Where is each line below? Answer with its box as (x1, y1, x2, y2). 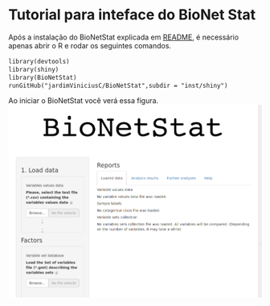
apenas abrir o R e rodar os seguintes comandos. (8, 40, 171, 50)
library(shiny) (8, 65, 59, 73)
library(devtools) (8, 57, 70, 65)
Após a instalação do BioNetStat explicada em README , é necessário (8, 32, 239, 42)
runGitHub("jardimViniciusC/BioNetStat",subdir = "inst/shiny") (8, 81, 228, 89)
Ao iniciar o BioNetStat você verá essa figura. (8, 95, 159, 105)
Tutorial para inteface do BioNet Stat (8, 6, 256, 24)
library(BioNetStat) (8, 73, 78, 81)
